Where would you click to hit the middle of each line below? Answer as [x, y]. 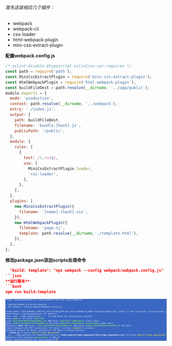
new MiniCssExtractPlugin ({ [44, 206]
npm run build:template [31, 292]
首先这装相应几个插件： [30, 7]
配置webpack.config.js [30, 56]
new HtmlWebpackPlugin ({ [41, 223]
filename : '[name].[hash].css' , [53, 212]
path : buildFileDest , [37, 120]
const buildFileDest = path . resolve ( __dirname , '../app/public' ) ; [78, 88]
